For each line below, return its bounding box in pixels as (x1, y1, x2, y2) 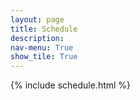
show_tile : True (10, 52, 78, 62)
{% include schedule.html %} (10, 79, 132, 91)
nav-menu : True (10, 42, 74, 53)
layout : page (10, 14, 65, 25)
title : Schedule (10, 24, 78, 34)
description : (10, 33, 65, 43)
